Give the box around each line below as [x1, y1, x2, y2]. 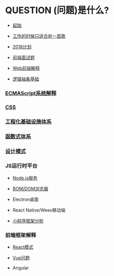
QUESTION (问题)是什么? [5, 5, 109, 16]
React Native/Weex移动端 [12, 207, 66, 213]
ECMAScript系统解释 [5, 89, 57, 96]
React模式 [12, 244, 34, 250]
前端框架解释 [5, 232, 37, 239]
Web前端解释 [12, 65, 40, 71]
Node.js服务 [12, 175, 38, 181]
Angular [12, 265, 29, 271]
